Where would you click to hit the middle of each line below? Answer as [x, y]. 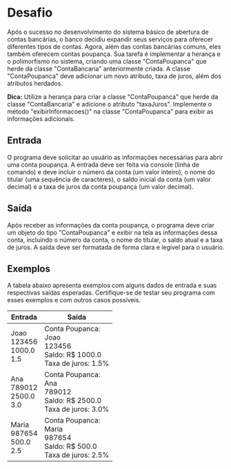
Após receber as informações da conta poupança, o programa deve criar [111, 225]
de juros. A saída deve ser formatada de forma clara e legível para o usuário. [116, 247]
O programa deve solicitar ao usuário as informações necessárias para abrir [115, 157]
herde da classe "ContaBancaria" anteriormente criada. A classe [99, 68]
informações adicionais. [41, 118]
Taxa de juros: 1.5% [77, 363]
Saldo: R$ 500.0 [71, 446]
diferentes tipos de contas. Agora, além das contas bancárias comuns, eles [114, 46]
